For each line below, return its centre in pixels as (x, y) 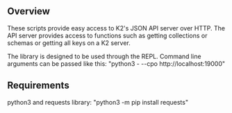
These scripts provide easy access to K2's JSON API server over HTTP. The (116, 28)
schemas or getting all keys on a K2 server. (69, 43)
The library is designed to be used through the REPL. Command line (104, 56)
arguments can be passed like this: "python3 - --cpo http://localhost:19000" (116, 63)
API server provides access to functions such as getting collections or (107, 35)
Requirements (38, 86)
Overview (29, 11)
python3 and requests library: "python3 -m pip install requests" (98, 102)
